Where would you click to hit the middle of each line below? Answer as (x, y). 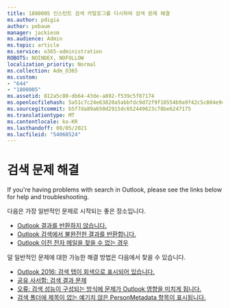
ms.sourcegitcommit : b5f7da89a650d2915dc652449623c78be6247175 (99, 109)
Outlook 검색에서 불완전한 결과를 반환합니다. (77, 234)
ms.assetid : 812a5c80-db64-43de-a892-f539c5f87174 (81, 97)
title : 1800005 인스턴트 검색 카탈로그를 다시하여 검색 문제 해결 (89, 13)
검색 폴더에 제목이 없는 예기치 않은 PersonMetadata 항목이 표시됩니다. (112, 298)
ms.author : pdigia (33, 20)
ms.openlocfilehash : (37, 103)
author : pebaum (29, 26)
